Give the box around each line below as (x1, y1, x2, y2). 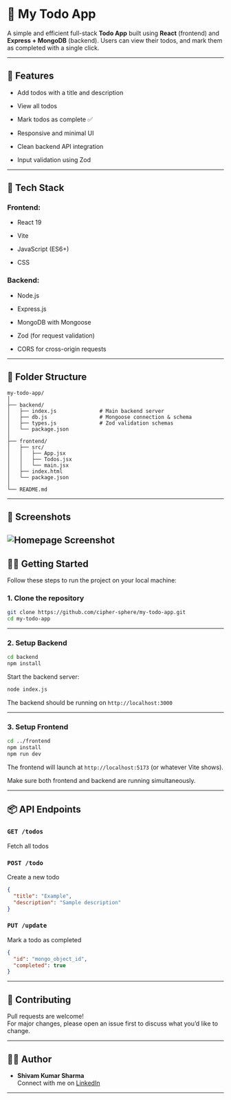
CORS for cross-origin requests (16, 345, 107, 353)
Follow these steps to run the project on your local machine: (7, 576, 177, 584)
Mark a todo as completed (7, 935, 82, 944)
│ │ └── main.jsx (7, 462, 69, 469)
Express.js (16, 305, 47, 313)
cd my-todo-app (7, 615, 51, 622)
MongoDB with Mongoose (16, 318, 91, 326)
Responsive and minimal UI (16, 129, 94, 137)
